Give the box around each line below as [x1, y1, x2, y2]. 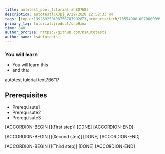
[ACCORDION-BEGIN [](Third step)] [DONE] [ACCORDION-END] [5, 143, 135, 149]
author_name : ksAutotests [5, 35, 58, 40]
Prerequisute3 [12, 114, 41, 121]
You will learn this [12, 62, 48, 68]
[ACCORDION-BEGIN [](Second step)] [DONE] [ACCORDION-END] [5, 133, 140, 139]
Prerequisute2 [12, 109, 41, 115]
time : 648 [5, 26, 26, 31]
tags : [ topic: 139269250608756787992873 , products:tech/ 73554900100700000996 [5, 16, 164, 21]
